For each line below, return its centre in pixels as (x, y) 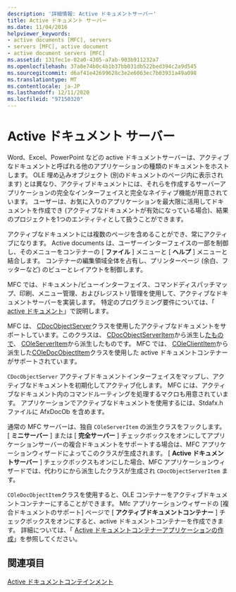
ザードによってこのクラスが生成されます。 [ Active (118, 453)
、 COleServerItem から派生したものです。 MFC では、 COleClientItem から (121, 343)
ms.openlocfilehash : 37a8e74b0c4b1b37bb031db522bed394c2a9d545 (102, 66)
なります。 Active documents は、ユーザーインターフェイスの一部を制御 (124, 243)
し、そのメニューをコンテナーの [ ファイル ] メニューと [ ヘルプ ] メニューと (117, 251)
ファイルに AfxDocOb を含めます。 (58, 411)
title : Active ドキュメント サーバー (57, 20)
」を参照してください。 (48, 538)
